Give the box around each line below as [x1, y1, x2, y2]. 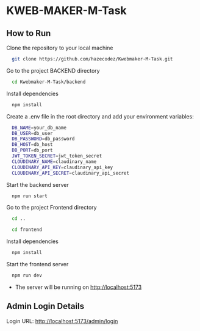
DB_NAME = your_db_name [12, 125, 67, 131]
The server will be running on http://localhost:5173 [15, 283, 142, 291]
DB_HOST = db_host [12, 142, 53, 148]
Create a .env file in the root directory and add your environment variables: [6, 112, 194, 120]
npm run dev [12, 272, 43, 278]
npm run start [12, 193, 48, 199]
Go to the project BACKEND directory [6, 67, 100, 74]
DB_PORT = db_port [12, 147, 53, 153]
